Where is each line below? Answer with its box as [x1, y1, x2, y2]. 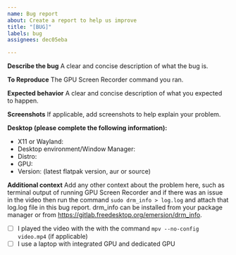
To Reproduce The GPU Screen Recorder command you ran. [7, 75, 184, 84]
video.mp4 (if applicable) [17, 233, 88, 241]
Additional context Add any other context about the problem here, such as [7, 181, 225, 190]
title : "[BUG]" [7, 23, 52, 30]
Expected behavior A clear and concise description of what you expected [7, 89, 223, 98]
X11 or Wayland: [17, 138, 64, 146]
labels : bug [7, 30, 42, 37]
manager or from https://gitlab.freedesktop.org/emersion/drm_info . [7, 211, 202, 219]
